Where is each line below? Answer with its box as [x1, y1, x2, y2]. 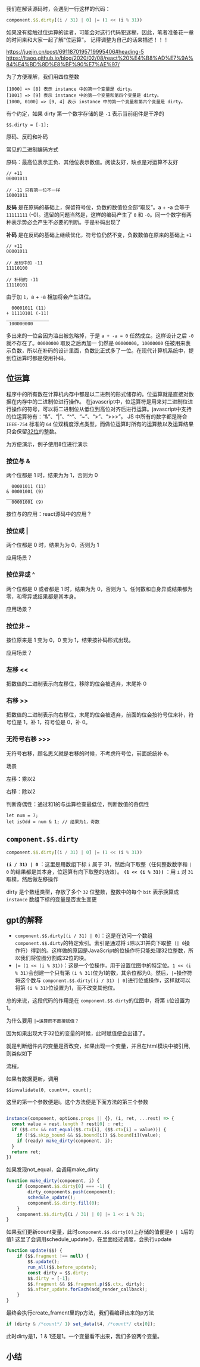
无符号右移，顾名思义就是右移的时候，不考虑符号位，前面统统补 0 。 [6, 750, 173, 757]
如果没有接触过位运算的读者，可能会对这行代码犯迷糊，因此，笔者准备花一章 [6, 29, 194, 36]
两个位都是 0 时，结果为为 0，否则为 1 [6, 541, 99, 549]
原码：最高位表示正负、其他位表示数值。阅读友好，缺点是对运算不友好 [6, 158, 179, 165]
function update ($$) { [6, 1248, 62, 1254]
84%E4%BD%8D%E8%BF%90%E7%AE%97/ [6, 60, 120, 67]
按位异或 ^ [6, 571, 36, 579]
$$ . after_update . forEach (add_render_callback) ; [27, 1286, 148, 1292]
